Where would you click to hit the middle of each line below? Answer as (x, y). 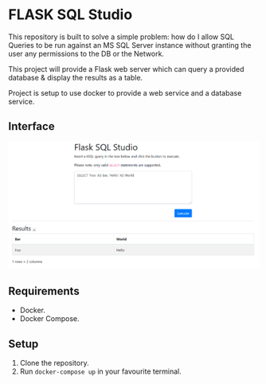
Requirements (44, 291)
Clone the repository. (54, 363)
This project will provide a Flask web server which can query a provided (126, 69)
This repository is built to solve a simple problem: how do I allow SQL (121, 37)
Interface (31, 126)
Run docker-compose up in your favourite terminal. (100, 371)
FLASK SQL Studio (70, 15)
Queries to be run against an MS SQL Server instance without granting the (130, 45)
